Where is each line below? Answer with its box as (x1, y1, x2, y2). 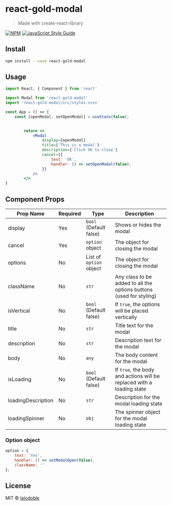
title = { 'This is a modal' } (41, 143, 100, 148)
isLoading (8, 376, 32, 382)
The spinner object (115, 409, 160, 415)
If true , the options (115, 301, 160, 308)
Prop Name (16, 210, 45, 217)
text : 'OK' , (51, 157, 77, 162)
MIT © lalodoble (5, 495, 40, 501)
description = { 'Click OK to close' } (41, 147, 118, 153)
